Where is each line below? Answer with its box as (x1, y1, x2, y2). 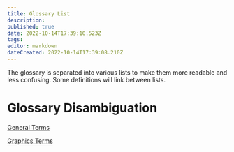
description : (7, 17, 45, 24)
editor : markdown (7, 43, 58, 50)
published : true (7, 23, 54, 30)
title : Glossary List (7, 10, 71, 17)
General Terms (7, 123, 50, 131)
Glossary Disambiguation (7, 100, 158, 116)
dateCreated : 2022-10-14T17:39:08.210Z (7, 50, 124, 56)
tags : (7, 36, 23, 43)
